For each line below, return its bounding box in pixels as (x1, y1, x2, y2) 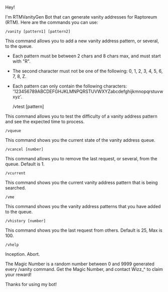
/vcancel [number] (5, 147, 44, 152)
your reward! (5, 271, 32, 277)
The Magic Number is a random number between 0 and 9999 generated (5, 261, 154, 267)
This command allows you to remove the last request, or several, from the (5, 156, 157, 161)
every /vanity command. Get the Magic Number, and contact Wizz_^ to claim (5, 266, 163, 272)
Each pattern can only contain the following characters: (12, 83, 127, 89)
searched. (5, 185, 26, 190)
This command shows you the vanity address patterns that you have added (5, 204, 161, 209)
